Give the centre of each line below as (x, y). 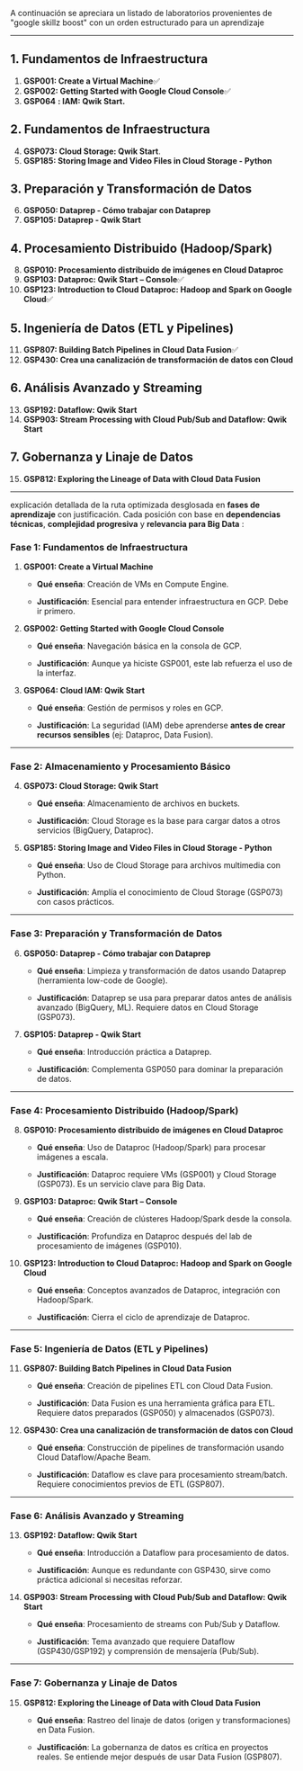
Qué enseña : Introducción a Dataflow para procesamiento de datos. (163, 1553)
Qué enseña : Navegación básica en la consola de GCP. (139, 646)
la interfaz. (57, 673)
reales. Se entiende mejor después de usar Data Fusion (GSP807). (159, 1757)
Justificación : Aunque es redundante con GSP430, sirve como (153, 1570)
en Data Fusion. (66, 1730)
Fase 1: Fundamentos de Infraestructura (99, 547)
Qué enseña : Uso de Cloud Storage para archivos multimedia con (159, 865)
